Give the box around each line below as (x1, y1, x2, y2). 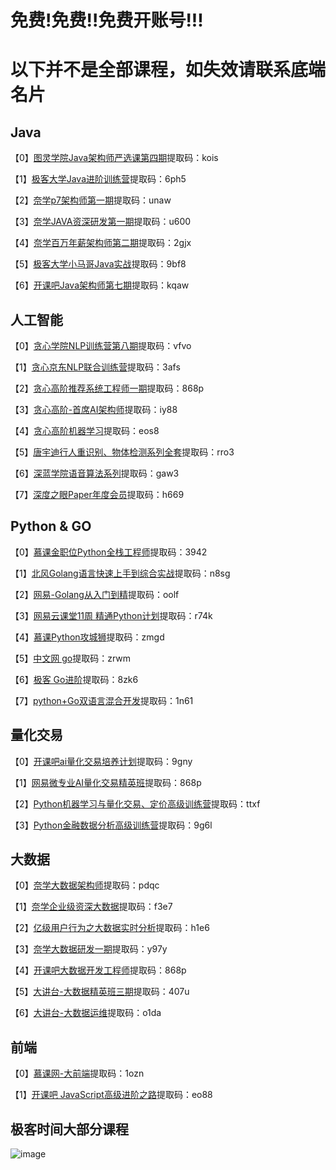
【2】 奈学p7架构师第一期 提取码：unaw (10, 194, 172, 206)
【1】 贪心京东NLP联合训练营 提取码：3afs (10, 361, 181, 373)
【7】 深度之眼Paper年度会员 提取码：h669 (10, 489, 185, 500)
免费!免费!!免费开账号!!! (10, 9, 204, 32)
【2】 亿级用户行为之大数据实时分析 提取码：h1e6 (10, 922, 210, 934)
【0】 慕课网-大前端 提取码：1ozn (10, 1067, 145, 1080)
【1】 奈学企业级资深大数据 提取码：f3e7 (10, 901, 173, 913)
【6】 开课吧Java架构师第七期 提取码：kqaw (10, 279, 190, 291)
